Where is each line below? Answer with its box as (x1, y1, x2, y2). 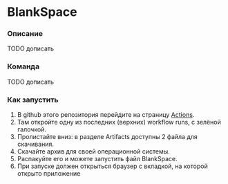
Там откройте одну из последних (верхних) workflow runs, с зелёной (17, 118, 221, 127)
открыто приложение (17, 169, 81, 178)
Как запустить (7, 95, 59, 104)
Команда (7, 62, 40, 71)
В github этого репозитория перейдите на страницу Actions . (17, 111, 195, 119)
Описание (7, 29, 44, 39)
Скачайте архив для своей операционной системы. (17, 147, 171, 156)
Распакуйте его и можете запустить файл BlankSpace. (17, 155, 178, 163)
